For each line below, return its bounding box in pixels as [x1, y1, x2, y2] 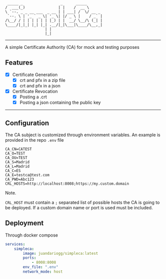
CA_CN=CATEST [5, 147, 32, 152]
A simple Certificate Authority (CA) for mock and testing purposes [5, 44, 140, 50]
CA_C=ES [5, 168, 21, 173]
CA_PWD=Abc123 [5, 177, 35, 182]
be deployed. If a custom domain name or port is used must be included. [5, 205, 153, 210]
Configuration [5, 119, 49, 127]
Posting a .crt [19, 94, 47, 100]
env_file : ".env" [23, 265, 58, 270]
